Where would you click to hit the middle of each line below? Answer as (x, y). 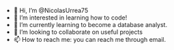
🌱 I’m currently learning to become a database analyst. (90, 25)
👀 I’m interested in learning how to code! (70, 18)
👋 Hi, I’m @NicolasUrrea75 (51, 10)
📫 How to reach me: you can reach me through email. (89, 40)
